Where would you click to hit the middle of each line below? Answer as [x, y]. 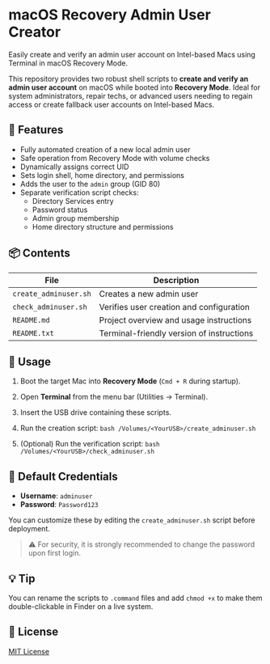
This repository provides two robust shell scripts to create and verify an [129, 78]
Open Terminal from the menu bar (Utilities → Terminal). [114, 397]
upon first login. [55, 553]
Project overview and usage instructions [175, 319]
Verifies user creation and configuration [175, 307]
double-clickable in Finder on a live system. [81, 607]
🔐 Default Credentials [63, 476]
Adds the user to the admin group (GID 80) [90, 184]
